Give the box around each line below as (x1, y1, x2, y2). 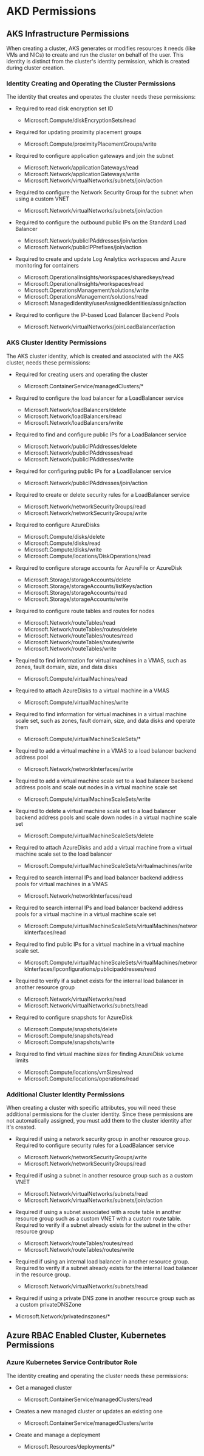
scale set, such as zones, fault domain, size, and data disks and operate (15, 717, 195, 724)
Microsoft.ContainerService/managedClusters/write (24, 1419, 154, 1427)
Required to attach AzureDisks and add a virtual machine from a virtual (15, 843, 192, 851)
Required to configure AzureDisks (15, 521, 100, 528)
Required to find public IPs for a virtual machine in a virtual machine (15, 940, 185, 948)
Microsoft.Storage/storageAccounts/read (24, 589, 127, 596)
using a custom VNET (15, 195, 70, 202)
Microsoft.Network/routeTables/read (24, 619, 115, 626)
